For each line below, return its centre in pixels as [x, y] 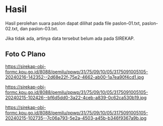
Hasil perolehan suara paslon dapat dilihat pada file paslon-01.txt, [73, 23]
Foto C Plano [25, 54]
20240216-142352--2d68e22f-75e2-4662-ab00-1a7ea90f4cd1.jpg [75, 77]
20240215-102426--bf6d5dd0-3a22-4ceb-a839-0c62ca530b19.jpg [76, 97]
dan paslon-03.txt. [39, 28]
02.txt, [12, 28]
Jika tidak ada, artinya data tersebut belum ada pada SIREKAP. [70, 38]
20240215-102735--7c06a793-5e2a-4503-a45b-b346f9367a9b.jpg [76, 118]
